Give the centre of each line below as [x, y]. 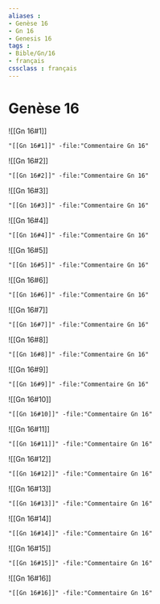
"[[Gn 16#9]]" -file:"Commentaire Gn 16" [79, 384]
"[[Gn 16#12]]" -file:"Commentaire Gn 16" [80, 474]
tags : [19, 46]
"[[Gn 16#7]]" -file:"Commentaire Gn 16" [79, 324]
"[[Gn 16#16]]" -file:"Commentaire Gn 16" [80, 593]
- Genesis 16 [30, 38]
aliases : [25, 16]
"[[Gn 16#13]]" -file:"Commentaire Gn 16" [80, 503]
